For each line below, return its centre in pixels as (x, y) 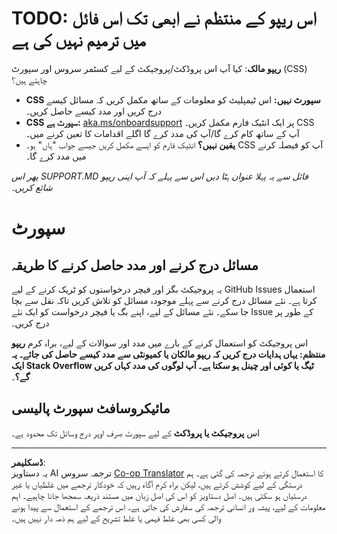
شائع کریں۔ (32, 187)
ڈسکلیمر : (28, 462)
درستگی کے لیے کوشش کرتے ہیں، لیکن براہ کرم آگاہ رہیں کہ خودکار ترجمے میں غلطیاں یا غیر (157, 484)
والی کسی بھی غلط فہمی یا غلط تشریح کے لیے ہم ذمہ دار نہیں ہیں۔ (116, 518)
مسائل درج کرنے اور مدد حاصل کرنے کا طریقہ (135, 265)
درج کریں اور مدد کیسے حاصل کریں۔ (93, 111)
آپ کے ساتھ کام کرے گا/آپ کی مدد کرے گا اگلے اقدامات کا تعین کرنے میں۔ (162, 133)
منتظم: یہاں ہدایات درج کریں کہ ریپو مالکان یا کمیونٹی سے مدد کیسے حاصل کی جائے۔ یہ (168, 354)
